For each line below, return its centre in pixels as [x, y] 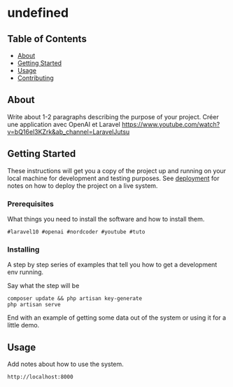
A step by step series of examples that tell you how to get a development [112, 265]
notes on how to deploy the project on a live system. [83, 185]
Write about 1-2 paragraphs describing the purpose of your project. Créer [113, 116]
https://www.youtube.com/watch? [171, 124]
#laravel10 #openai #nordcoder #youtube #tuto [76, 232]
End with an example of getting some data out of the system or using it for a [116, 318]
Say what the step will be [43, 286]
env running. [26, 272]
